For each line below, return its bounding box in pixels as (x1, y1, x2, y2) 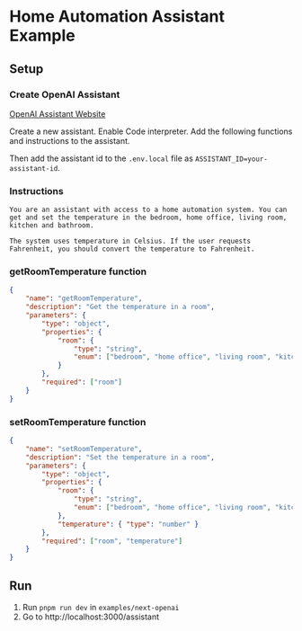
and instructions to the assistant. (9, 135, 130, 146)
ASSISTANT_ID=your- (194, 155, 268, 164)
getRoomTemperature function (9, 265, 147, 278)
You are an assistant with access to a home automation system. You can (9, 205, 288, 215)
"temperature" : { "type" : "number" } (57, 520, 200, 529)
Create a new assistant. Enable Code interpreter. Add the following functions (9, 126, 293, 137)
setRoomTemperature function (9, 415, 147, 428)
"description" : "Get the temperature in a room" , (25, 303, 216, 312)
